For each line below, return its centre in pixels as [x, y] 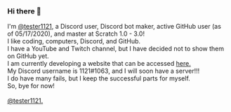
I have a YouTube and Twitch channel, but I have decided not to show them [116, 49]
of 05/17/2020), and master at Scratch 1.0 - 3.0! [76, 34]
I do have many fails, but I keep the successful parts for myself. [99, 78]
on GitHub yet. [28, 56]
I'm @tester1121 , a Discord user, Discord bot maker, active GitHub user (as [114, 27]
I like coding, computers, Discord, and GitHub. [74, 41]
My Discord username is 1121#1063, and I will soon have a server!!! [104, 71]
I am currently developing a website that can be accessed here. [99, 64]
